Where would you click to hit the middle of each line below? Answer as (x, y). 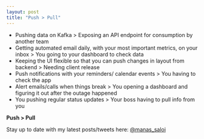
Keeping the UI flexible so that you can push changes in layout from (100, 61)
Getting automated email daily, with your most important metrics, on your (106, 48)
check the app (33, 80)
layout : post (23, 12)
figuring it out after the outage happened (66, 93)
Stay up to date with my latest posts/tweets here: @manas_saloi (86, 129)
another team (32, 41)
